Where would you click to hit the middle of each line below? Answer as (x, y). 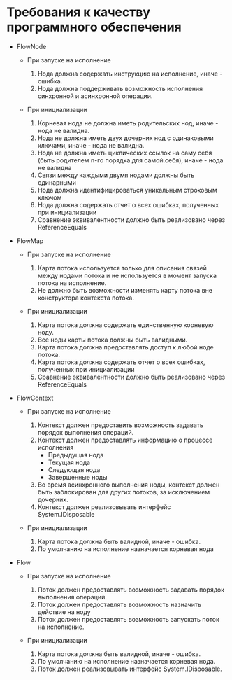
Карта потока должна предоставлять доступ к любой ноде (125, 347)
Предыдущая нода (76, 455)
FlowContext (35, 398)
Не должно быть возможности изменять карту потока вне (125, 290)
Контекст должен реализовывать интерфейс (104, 507)
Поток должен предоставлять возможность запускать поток (128, 619)
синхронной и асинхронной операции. (95, 96)
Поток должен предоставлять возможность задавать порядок (131, 590)
